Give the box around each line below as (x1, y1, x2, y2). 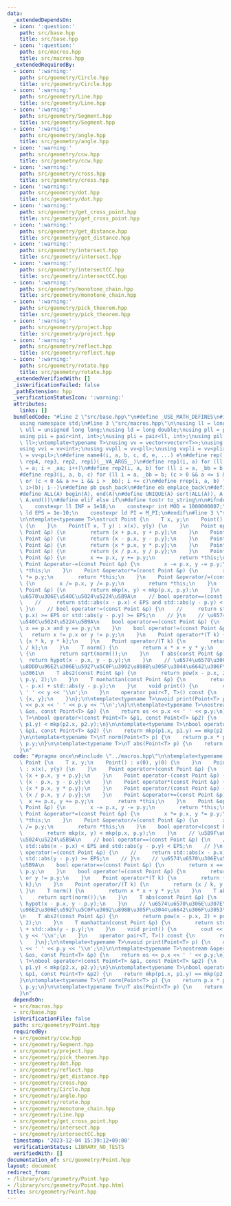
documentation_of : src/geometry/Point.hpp (7, 1156, 131, 1163)
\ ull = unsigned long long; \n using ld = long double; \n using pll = (19, 426, 220, 433)
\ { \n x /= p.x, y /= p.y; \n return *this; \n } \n (19, 580, 217, 587)
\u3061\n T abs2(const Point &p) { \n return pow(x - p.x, (19, 669, 220, 676)
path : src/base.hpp (19, 29, 76, 37)
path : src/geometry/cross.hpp (19, 170, 107, 177)
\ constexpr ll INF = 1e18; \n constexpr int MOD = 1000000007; (19, 503, 223, 510)
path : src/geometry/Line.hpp (19, 94, 103, 101)
